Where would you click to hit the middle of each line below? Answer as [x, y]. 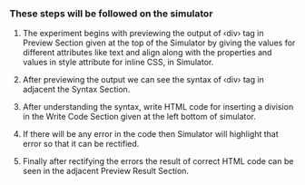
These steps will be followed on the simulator [111, 14]
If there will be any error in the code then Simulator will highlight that [150, 134]
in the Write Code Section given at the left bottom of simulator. [139, 117]
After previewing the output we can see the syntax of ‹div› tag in [143, 80]
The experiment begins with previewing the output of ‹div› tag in [143, 34]
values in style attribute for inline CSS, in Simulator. [118, 63]
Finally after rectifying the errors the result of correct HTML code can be [158, 161]
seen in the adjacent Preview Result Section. [105, 171]
